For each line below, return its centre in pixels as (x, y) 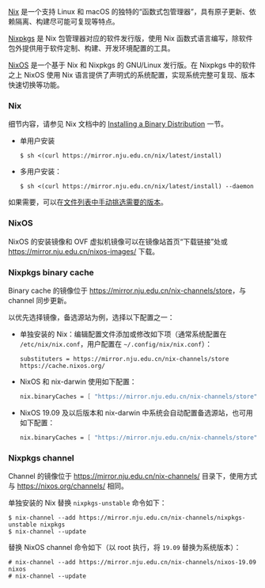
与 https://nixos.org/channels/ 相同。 (68, 486)
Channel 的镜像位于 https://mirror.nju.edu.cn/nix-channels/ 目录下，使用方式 (133, 476)
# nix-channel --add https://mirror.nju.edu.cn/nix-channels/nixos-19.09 (132, 562)
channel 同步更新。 (40, 300)
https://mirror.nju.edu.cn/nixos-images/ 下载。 (84, 251)
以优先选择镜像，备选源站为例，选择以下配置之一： (91, 317)
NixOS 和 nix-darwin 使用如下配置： (78, 381)
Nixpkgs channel (42, 457)
